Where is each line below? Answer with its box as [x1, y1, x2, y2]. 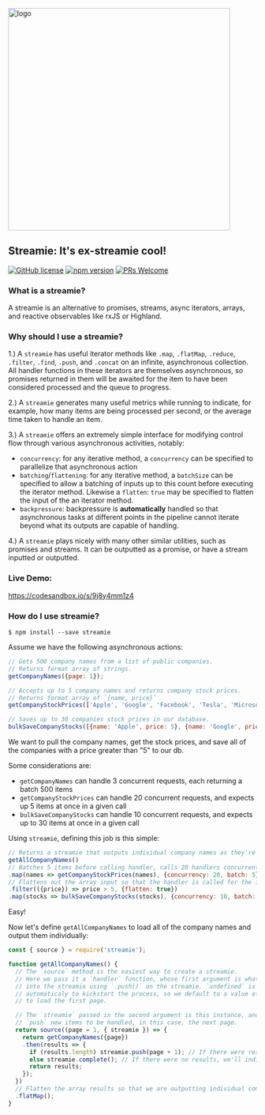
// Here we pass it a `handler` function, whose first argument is [15, 975, 242, 983]
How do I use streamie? [8, 610, 100, 621]
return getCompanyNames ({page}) [22, 1033, 129, 1042]
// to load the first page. [15, 997, 108, 1005]
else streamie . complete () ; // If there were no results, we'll [28, 1055, 242, 1064]
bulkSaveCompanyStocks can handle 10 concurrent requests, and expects [19, 810, 253, 819]
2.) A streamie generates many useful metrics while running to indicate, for [8, 398, 252, 408]
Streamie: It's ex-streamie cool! [8, 244, 167, 258]
